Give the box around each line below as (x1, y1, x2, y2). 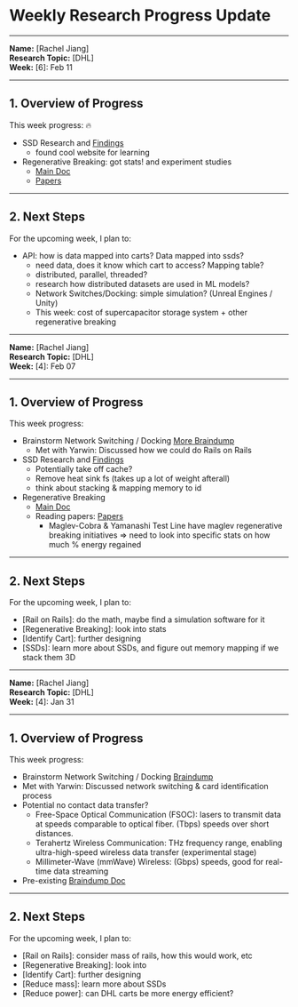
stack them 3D (21, 652, 76, 663)
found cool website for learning (35, 147, 151, 157)
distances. (35, 828, 74, 838)
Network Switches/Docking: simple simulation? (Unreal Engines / (35, 288, 273, 299)
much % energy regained (48, 539, 142, 550)
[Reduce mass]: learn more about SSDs (21, 979, 167, 989)
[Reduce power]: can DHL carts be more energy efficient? (21, 987, 234, 998)
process (21, 790, 52, 801)
